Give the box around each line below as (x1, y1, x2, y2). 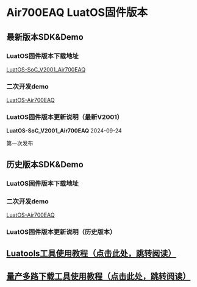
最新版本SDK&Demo (6, 32, 84, 42)
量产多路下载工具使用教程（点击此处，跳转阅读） (6, 271, 191, 282)
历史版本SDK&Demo (6, 159, 84, 170)
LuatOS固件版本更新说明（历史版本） (6, 228, 116, 236)
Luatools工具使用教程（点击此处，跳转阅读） (6, 249, 176, 259)
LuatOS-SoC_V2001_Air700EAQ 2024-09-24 (6, 127, 122, 134)
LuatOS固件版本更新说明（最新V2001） (6, 113, 124, 122)
